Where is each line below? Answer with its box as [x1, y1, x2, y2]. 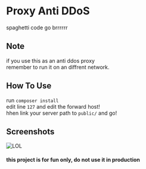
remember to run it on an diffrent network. [6, 63, 110, 70]
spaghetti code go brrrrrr [6, 24, 68, 31]
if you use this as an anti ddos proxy [6, 57, 95, 64]
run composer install [6, 97, 59, 104]
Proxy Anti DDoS [6, 4, 90, 18]
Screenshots [6, 127, 55, 137]
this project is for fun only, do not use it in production [6, 156, 140, 163]
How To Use [6, 81, 52, 91]
